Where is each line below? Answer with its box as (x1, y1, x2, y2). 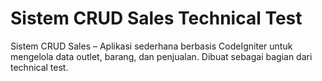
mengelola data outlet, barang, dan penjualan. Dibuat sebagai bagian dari (10, 50, 313, 62)
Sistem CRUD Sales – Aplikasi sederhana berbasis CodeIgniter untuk (10, 40, 293, 52)
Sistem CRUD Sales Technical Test (10, 7, 303, 30)
